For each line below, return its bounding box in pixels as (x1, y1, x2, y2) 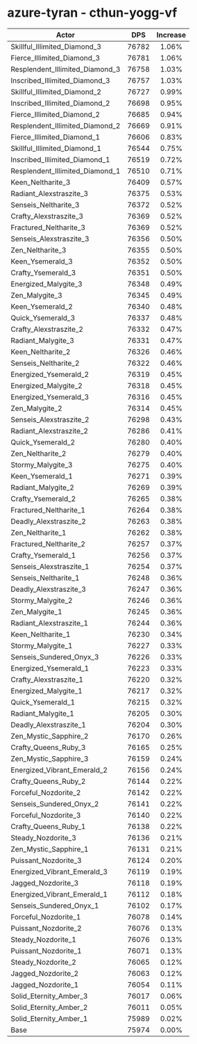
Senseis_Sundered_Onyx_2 (10, 798, 99, 808)
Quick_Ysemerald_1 (10, 697, 76, 707)
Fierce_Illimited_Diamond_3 (10, 53, 101, 63)
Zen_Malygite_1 (10, 607, 62, 616)
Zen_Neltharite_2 (10, 449, 67, 458)
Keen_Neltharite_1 (10, 629, 71, 639)
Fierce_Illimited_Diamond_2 (10, 109, 101, 119)
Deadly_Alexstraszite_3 (10, 584, 87, 594)
